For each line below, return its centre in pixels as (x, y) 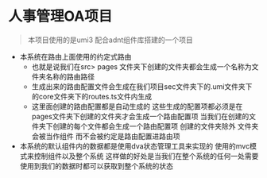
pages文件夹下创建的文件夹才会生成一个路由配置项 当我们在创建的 (140, 116)
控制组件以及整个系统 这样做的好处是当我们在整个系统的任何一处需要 (146, 156)
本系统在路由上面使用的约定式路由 (75, 56)
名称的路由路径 (70, 76)
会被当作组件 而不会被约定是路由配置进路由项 (106, 136)
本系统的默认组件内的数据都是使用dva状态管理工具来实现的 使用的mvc (135, 146)
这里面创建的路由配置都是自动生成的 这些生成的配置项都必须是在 (137, 106)
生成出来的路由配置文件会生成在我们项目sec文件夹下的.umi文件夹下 (142, 86)
